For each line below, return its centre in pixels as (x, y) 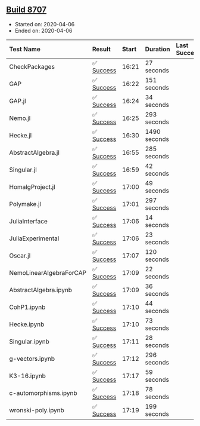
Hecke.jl (21, 135)
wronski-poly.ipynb (37, 410)
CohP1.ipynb (27, 307)
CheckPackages (32, 66)
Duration (158, 49)
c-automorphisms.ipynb (43, 393)
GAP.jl (18, 101)
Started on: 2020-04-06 (45, 24)
